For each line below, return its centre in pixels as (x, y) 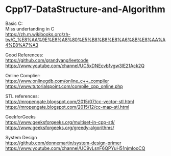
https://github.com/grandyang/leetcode (47, 60)
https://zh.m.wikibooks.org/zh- (38, 34)
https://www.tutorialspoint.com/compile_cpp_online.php (64, 86)
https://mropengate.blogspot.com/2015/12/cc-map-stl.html (67, 107)
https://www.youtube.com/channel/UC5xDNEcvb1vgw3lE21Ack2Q (75, 66)
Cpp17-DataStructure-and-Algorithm (85, 9)
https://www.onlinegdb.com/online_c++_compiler (57, 81)
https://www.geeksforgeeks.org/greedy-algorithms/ (60, 128)
